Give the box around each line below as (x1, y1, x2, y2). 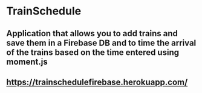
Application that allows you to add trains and (6, 28, 178, 39)
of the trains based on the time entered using (6, 47, 180, 57)
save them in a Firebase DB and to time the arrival (6, 37, 197, 48)
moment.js (6, 56, 48, 67)
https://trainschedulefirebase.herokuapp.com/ (6, 77, 188, 87)
